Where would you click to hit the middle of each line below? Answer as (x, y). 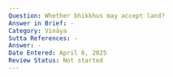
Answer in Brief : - (41, 23)
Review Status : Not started (56, 61)
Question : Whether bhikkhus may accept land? (86, 16)
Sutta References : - (43, 38)
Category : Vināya (38, 30)
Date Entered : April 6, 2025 (58, 53)
